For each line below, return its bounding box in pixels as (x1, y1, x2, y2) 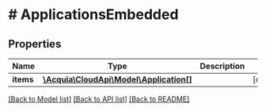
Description (199, 61, 245, 71)
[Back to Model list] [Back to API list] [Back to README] (8, 94, 190, 104)
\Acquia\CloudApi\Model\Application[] (42, 74, 192, 85)
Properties (8, 37, 62, 51)
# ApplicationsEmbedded (8, 6, 179, 24)
